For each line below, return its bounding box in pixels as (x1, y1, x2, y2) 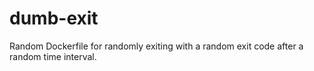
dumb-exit (9, 7, 99, 30)
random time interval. (9, 50, 97, 62)
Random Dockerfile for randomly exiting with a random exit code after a (9, 40, 304, 52)
